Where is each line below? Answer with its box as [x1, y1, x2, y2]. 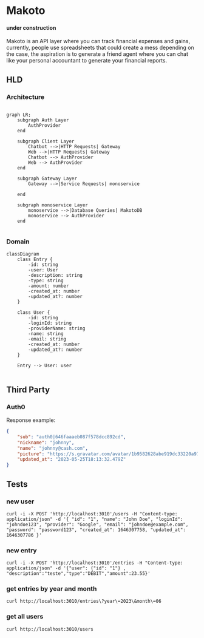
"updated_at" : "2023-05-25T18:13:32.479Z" [17, 456, 126, 463]
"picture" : [17, 450, 45, 457]
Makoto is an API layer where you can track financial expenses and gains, [6, 38, 191, 45]
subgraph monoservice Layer [17, 202, 88, 208]
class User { [17, 310, 50, 316]
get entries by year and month [6, 585, 97, 593]
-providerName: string [28, 325, 86, 331]
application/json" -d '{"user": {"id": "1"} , [6, 565, 126, 571]
